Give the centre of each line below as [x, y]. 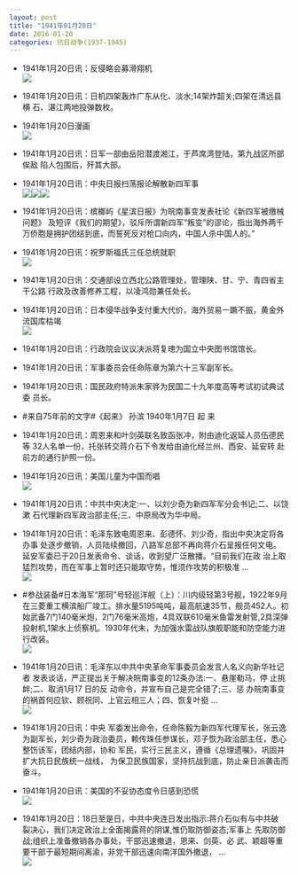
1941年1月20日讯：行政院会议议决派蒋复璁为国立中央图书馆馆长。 [141, 349]
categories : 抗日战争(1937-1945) [68, 42]
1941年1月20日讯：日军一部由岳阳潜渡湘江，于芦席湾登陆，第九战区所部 [153, 154]
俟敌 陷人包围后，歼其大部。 [74, 165]
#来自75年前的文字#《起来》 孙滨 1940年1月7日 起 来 [118, 417]
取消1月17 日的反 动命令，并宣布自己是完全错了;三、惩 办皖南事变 [167, 689]
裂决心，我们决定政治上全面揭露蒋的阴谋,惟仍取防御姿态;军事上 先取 [146, 830]
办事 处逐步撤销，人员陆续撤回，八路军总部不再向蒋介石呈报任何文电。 [151, 545]
